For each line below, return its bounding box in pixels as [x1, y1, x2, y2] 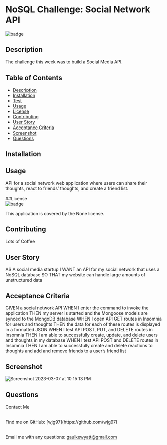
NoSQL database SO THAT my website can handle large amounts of [5, 272, 146, 278]
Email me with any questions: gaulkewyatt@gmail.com [5, 434, 117, 440]
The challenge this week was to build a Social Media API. [5, 59, 123, 65]
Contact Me [5, 404, 30, 410]
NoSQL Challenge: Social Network [5, 4, 150, 15]
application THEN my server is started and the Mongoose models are [5, 310, 148, 316]
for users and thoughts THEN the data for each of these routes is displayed [5, 321, 160, 327]
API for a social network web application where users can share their [5, 180, 148, 186]
